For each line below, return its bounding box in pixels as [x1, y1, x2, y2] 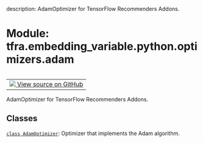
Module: [6, 27, 49, 40]
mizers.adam [6, 53, 74, 67]
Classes [6, 113, 38, 124]
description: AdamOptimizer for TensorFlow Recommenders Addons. [6, 5, 180, 12]
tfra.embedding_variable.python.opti [6, 40, 198, 54]
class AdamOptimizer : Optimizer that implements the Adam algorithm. [6, 130, 180, 137]
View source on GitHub [17, 79, 84, 88]
